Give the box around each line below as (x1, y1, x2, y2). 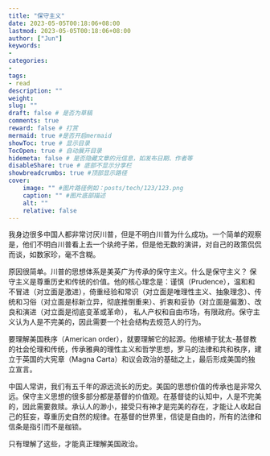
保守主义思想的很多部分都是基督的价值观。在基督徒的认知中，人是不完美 (22, 392, 262, 401)
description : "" (8, 86, 63, 95)
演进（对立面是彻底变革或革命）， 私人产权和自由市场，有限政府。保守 (22, 307, 253, 317)
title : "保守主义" (8, 11, 66, 20)
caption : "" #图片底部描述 (22, 191, 106, 200)
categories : (8, 57, 48, 65)
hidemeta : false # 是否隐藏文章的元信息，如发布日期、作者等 (8, 154, 193, 162)
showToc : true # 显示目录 (8, 139, 91, 147)
